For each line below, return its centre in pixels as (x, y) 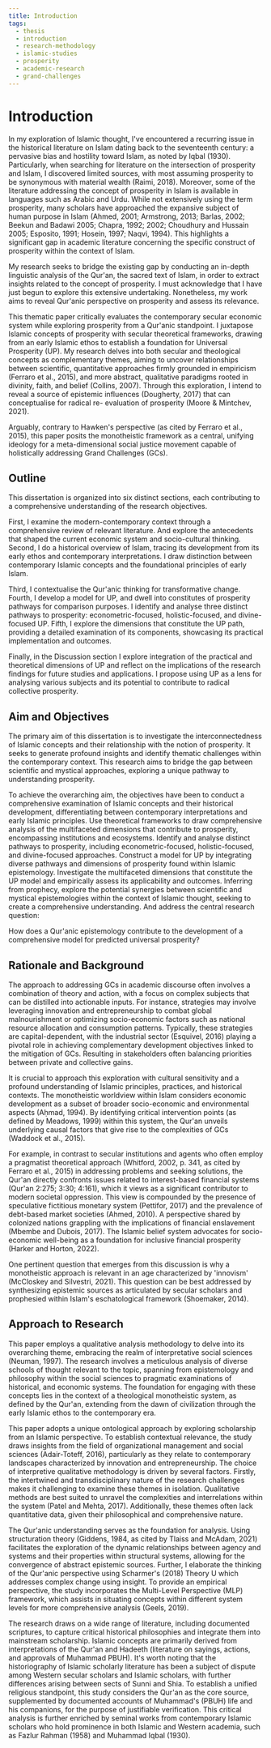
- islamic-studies (47, 53)
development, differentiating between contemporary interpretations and (128, 812)
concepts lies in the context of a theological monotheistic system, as (123, 1395)
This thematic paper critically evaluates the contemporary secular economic (135, 316)
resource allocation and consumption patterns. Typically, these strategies (131, 1028)
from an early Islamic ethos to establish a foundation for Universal (118, 342)
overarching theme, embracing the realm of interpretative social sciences (131, 1352)
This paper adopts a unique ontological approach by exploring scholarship (132, 1428)
